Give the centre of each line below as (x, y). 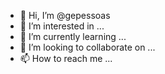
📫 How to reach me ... (66, 58)
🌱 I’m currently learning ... (73, 36)
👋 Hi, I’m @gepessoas (65, 15)
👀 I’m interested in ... (62, 26)
